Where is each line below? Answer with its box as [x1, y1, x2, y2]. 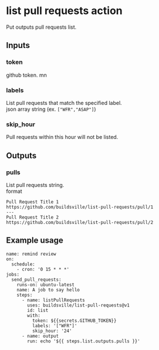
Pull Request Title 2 [6, 214, 59, 220]
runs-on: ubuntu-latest [16, 281, 75, 288]
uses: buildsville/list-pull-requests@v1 [27, 302, 130, 308]
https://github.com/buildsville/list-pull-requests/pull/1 [6, 204, 154, 210]
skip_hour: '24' [32, 328, 72, 334]
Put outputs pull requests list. [6, 23, 77, 30]
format [6, 188, 22, 195]
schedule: [11, 261, 35, 267]
